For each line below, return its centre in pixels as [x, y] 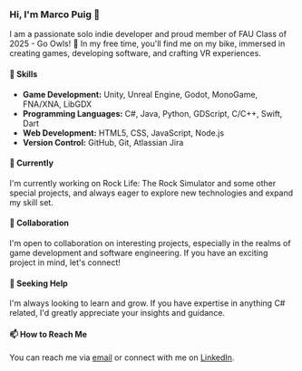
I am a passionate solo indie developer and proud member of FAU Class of [148, 34]
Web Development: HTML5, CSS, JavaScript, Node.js [123, 133]
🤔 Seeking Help [39, 283]
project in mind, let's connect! [65, 262]
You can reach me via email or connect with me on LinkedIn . [122, 357]
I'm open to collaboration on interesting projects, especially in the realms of [151, 243]
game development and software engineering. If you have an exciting [139, 252]
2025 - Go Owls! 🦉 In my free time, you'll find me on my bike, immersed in [147, 43]
